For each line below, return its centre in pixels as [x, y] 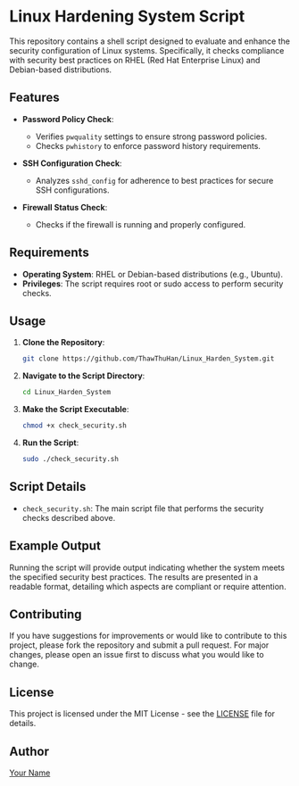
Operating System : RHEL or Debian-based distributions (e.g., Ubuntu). [153, 274]
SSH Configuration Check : [72, 163]
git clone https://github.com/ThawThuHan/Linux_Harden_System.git [148, 359]
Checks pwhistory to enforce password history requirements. [148, 145]
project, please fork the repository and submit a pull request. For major [139, 645]
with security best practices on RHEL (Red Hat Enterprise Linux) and [135, 60]
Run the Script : [50, 443]
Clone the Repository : [63, 343]
